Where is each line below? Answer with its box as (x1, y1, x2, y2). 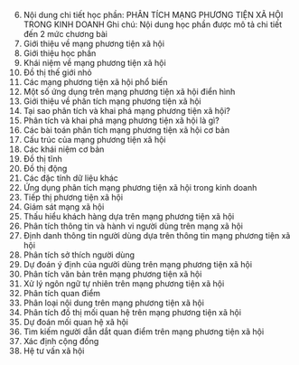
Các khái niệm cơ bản (23, 144, 105, 154)
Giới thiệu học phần (23, 48, 97, 59)
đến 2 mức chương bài (23, 29, 107, 39)
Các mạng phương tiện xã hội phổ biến (23, 77, 168, 87)
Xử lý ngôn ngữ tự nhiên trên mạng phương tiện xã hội (23, 278, 225, 289)
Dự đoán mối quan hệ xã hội (23, 317, 129, 327)
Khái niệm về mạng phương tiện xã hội (23, 58, 166, 68)
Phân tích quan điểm (23, 288, 101, 298)
